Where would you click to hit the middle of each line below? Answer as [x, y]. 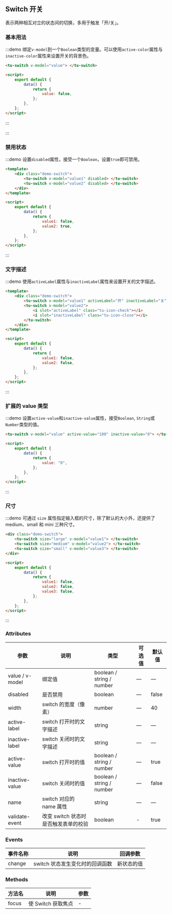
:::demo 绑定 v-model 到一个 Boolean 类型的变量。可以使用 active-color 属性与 [84, 49]
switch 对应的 [58, 799]
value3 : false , [58, 592]
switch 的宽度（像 [63, 704]
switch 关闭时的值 [63, 783]
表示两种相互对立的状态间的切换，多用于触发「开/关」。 [63, 23]
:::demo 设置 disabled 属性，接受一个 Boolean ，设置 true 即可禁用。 [74, 159]
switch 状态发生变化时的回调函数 [73, 864]
